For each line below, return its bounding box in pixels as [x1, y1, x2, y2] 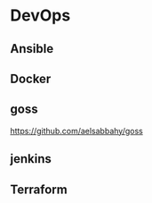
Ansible [10, 41, 54, 56]
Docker [10, 71, 52, 86]
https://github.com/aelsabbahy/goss [10, 125, 143, 136]
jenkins [10, 151, 52, 166]
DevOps [10, 5, 71, 26]
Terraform [10, 182, 68, 197]
